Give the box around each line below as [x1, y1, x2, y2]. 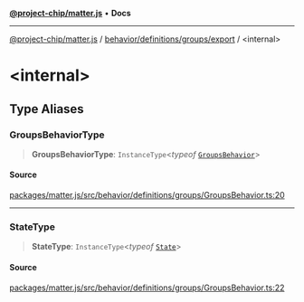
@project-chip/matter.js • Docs [9, 8, 131, 18]
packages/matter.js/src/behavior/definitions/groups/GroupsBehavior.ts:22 [9, 282, 285, 293]
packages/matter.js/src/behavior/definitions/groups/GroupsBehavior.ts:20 [9, 190, 285, 201]
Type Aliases [9, 101, 84, 117]
